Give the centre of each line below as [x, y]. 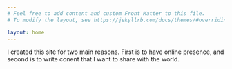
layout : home [26, 32]
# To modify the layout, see [49, 20]
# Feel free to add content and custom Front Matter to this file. [106, 13]
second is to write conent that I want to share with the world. [93, 59]
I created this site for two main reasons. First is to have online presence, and [116, 52]
